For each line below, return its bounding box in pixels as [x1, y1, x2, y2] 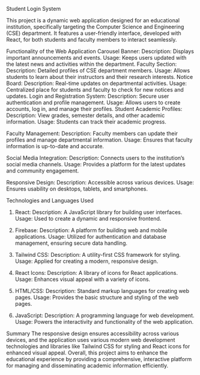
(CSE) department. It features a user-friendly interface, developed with [6, 30, 181, 37]
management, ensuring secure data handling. [14, 239, 128, 247]
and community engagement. [6, 167, 79, 174]
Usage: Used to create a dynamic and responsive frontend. [14, 215, 162, 222]
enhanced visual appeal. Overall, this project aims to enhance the [6, 349, 168, 356]
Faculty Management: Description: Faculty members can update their [6, 130, 178, 137]
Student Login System [6, 5, 61, 12]
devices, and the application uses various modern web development [6, 336, 175, 343]
